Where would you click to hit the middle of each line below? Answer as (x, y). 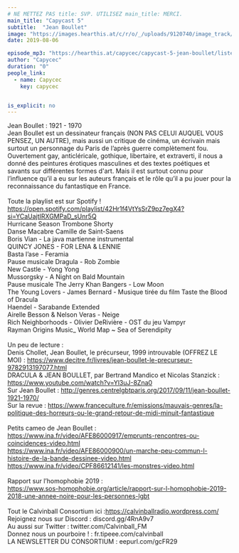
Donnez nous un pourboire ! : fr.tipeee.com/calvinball (85, 534)
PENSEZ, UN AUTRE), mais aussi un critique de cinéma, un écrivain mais (114, 141)
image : (17, 34)
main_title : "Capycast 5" (46, 21)
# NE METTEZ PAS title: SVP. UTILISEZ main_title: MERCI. (95, 14)
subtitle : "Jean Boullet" (47, 27)
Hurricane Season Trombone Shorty (60, 224)
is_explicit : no (31, 105)
